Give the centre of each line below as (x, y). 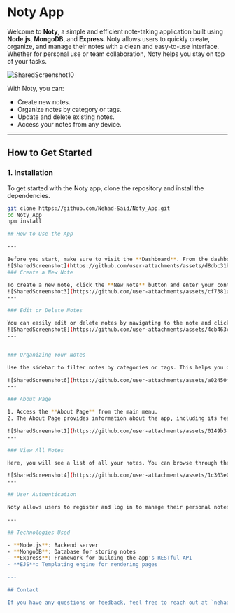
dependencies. (29, 195)
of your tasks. (27, 61)
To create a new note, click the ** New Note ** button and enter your (111, 285)
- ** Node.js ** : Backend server (53, 545)
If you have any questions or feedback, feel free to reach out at (108, 603)
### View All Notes (36, 450)
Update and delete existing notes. (66, 117)
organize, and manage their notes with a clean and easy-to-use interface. (113, 46)
